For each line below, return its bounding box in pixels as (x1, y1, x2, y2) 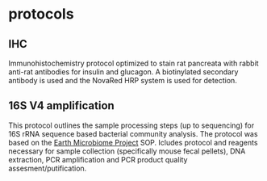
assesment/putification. (8, 163, 87, 173)
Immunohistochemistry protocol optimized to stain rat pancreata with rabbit (8, 58, 260, 68)
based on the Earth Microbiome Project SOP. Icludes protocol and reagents (8, 137, 258, 147)
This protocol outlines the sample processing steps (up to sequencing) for (8, 120, 255, 130)
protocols (8, 5, 74, 23)
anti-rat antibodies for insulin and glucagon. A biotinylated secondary (8, 67, 239, 77)
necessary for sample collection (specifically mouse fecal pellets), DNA (8, 146, 246, 156)
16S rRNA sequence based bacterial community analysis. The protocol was (8, 128, 258, 138)
